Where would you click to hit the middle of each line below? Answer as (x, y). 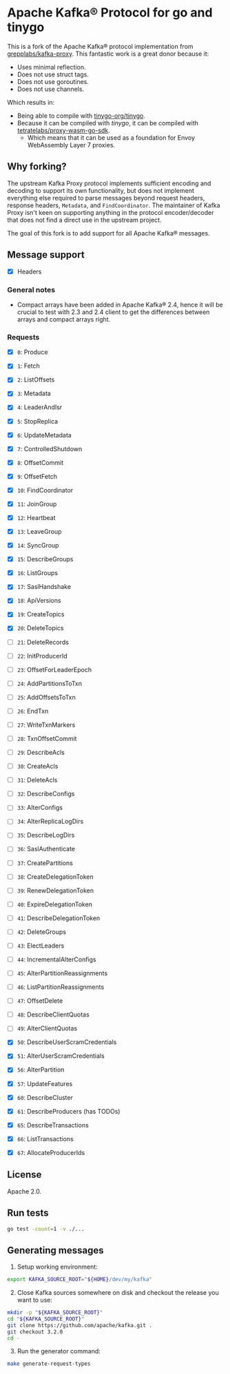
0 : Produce (32, 352)
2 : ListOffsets (36, 379)
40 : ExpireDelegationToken (55, 904)
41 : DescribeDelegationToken (59, 918)
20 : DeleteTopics (40, 628)
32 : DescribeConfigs (46, 794)
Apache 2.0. (24, 1191)
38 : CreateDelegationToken (55, 877)
